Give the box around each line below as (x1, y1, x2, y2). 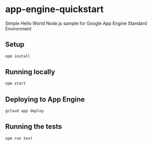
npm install (5, 54, 30, 59)
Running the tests (5, 122, 62, 131)
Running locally (5, 68, 56, 76)
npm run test (5, 135, 33, 141)
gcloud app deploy (5, 109, 44, 114)
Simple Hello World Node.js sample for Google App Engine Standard (5, 20, 147, 26)
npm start (5, 81, 26, 86)
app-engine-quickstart (5, 4, 104, 15)
